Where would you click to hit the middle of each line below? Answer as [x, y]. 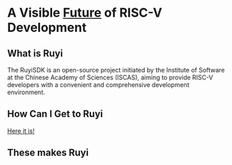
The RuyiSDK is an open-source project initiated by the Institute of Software [116, 70]
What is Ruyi [35, 53]
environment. [26, 92]
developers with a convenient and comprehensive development [98, 85]
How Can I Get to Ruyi [55, 114]
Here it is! [21, 131]
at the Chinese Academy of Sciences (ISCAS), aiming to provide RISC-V [110, 77]
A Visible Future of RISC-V [85, 13]
